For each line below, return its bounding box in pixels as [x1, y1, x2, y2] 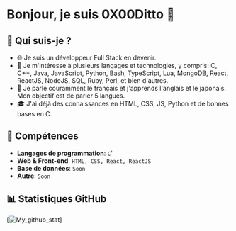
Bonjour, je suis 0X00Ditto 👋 [6, 6, 175, 23]
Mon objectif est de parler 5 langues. [16, 91, 125, 100]
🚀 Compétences [6, 130, 79, 142]
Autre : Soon [16, 171, 51, 180]
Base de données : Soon [16, 164, 86, 172]
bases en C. [16, 110, 52, 118]
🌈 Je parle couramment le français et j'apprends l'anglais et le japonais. [16, 84, 226, 92]
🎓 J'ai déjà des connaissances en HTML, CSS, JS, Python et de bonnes [16, 99, 229, 108]
